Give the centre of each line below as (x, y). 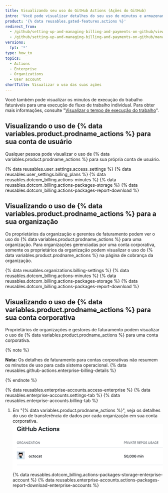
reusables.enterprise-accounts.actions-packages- (108, 480)
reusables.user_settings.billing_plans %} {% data (55, 174)
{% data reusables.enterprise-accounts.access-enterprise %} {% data (78, 390)
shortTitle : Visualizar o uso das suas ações (53, 85)
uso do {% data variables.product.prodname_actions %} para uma (73, 239)
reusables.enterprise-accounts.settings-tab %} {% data (62, 395)
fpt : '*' (19, 48)
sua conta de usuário (39, 142)
